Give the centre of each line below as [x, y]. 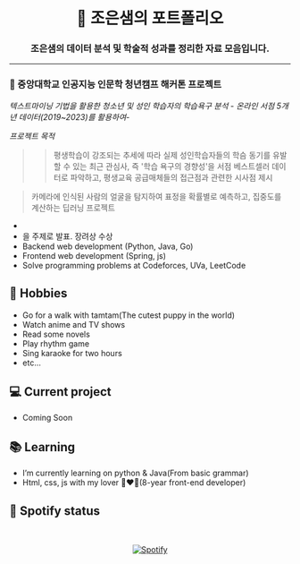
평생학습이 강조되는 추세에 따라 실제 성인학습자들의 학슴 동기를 [162, 155]
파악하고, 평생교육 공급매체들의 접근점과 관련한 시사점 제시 [171, 177]
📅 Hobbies [38, 293]
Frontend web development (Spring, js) [94, 255]
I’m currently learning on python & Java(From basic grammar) [135, 473]
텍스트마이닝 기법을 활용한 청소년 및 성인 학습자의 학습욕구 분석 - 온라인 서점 [142, 106]
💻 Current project [60, 392]
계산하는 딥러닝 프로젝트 [73, 208]
